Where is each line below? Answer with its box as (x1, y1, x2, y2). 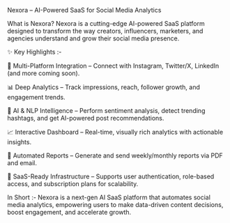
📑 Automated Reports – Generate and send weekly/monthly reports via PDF (7, 151, 223, 160)
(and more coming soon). (7, 69, 80, 77)
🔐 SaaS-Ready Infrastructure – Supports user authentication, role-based (7, 172, 215, 180)
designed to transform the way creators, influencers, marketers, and (7, 27, 204, 35)
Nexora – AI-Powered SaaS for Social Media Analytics (7, 6, 162, 14)
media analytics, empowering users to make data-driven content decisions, (7, 201, 224, 208)
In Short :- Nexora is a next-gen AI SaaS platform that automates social (7, 193, 211, 201)
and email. (7, 159, 37, 167)
